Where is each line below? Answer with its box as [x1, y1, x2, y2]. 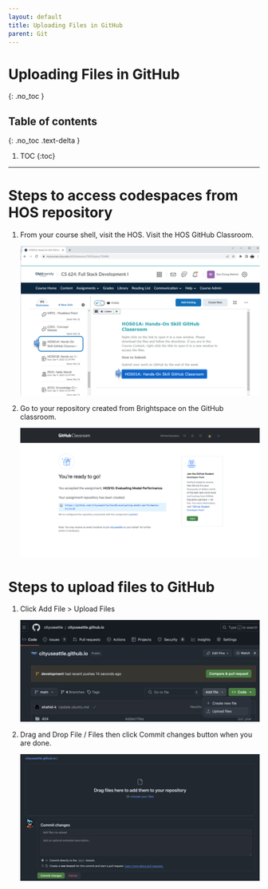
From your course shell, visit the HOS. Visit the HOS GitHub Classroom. [19, 230, 254, 239]
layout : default [8, 13, 62, 21]
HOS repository [8, 203, 113, 222]
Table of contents [8, 114, 97, 128]
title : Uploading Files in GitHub [8, 21, 124, 30]
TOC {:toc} [19, 152, 56, 161]
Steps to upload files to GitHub [8, 578, 215, 596]
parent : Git [8, 30, 48, 38]
